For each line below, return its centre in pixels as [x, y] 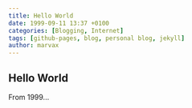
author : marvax [34, 46]
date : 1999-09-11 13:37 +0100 [59, 23]
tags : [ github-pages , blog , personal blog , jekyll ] [96, 38]
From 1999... [29, 97]
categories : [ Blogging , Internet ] [66, 30]
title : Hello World [41, 16]
